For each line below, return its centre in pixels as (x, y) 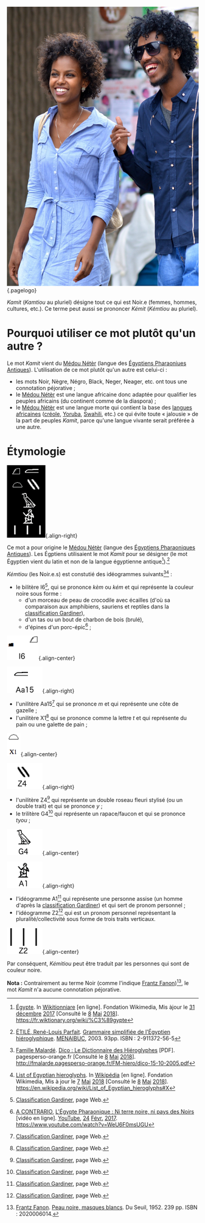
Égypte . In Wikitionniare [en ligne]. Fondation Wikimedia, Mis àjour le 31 (105, 1007)
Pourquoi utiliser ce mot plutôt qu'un (102, 333)
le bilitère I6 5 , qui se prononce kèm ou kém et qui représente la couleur (105, 586)
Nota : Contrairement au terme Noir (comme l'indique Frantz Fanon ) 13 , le (98, 982)
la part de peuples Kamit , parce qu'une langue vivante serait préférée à (105, 420)
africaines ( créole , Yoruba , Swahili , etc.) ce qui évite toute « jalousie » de (107, 414)
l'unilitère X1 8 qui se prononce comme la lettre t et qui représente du (101, 717)
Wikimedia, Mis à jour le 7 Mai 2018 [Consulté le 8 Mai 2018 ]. (92, 1081)
